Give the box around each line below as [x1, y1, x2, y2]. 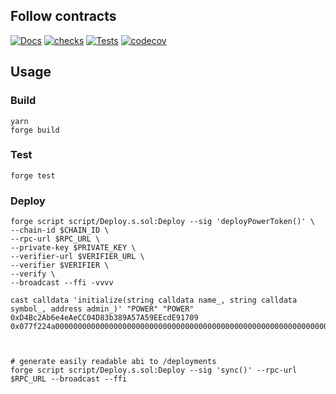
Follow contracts [10, 8, 117, 25]
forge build [10, 125, 60, 135]
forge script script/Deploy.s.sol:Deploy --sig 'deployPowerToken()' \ [10, 217, 315, 227]
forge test [10, 170, 56, 181]
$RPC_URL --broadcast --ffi [10, 374, 128, 384]
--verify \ [10, 269, 56, 279]
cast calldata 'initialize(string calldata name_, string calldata [10, 295, 298, 306]
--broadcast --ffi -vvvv [10, 278, 114, 288]
